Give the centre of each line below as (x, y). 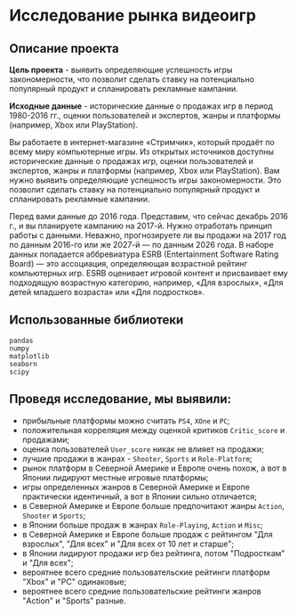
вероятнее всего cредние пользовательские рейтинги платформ (146, 572)
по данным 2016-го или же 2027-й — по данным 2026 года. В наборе (141, 245)
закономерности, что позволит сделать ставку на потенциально (132, 79)
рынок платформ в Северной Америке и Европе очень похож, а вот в (154, 468)
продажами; (45, 439)
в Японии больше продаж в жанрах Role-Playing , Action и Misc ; (143, 525)
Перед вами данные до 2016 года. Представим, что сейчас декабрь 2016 (149, 216)
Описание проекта (64, 49)
